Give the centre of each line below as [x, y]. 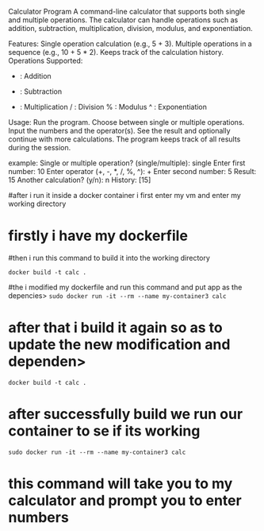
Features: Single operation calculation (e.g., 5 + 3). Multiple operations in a [130, 44]
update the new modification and [119, 345]
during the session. [40, 147]
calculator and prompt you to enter [125, 501]
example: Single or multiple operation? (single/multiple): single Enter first [127, 163]
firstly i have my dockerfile [98, 236]
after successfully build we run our [126, 415]
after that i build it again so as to [116, 328]
